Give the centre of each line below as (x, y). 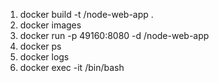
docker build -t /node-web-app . (86, 14)
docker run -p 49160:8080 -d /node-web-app (114, 35)
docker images (50, 25)
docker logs (44, 57)
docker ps (40, 46)
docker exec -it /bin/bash (72, 67)
